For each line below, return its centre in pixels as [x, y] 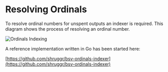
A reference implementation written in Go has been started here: [73, 49]
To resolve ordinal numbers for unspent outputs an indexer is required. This [84, 23]
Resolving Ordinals [46, 9]
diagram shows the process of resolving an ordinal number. [68, 29]
